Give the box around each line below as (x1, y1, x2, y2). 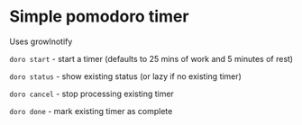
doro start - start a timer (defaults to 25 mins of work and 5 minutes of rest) (9, 53, 294, 64)
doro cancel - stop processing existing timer (9, 88, 174, 99)
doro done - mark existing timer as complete (9, 105, 173, 116)
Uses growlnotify (9, 36, 73, 47)
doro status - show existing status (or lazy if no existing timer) (9, 70, 242, 82)
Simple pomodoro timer (9, 6, 189, 27)
